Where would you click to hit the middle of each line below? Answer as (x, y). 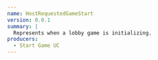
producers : (23, 39)
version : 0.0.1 (29, 20)
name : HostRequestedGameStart (50, 13)
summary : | (23, 26)
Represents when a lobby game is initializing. (83, 33)
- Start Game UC (36, 46)
